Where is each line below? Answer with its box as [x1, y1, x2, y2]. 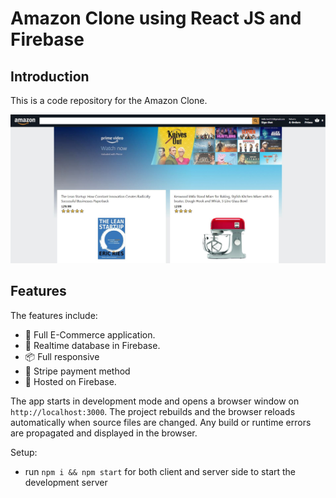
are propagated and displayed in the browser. [10, 427, 198, 439]
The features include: [10, 309, 98, 321]
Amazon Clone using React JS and [10, 7, 302, 30]
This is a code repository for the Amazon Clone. [10, 95, 208, 106]
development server [24, 476, 108, 488]
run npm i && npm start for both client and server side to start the [24, 465, 297, 477]
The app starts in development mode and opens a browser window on [10, 395, 300, 407]
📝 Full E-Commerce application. [24, 328, 156, 341]
